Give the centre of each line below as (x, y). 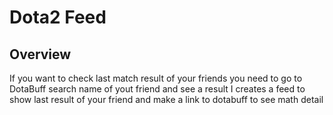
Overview (40, 54)
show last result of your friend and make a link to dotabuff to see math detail (166, 99)
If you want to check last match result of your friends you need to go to (156, 78)
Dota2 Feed (58, 17)
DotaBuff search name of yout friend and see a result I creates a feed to (157, 89)
